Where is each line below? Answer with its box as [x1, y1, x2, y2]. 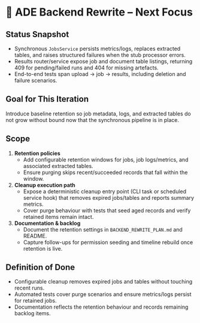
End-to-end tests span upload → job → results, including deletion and [14, 71, 186, 77]
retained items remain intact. [23, 213, 94, 220]
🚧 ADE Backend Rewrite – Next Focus [5, 5, 193, 19]
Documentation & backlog [14, 220, 81, 227]
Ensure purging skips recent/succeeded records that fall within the [23, 169, 188, 176]
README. [23, 232, 47, 239]
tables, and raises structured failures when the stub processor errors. [14, 51, 186, 59]
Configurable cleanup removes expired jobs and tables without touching [14, 278, 193, 285]
